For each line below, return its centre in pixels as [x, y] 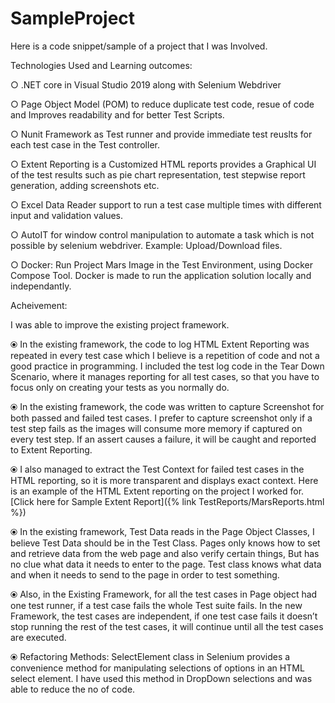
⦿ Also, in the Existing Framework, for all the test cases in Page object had [164, 594]
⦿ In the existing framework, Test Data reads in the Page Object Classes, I [162, 531]
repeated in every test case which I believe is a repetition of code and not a [165, 355]
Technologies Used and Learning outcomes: [101, 65]
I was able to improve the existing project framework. [120, 324]
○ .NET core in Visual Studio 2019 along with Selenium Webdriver [146, 84]
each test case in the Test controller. [85, 144]
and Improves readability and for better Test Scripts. [117, 114]
